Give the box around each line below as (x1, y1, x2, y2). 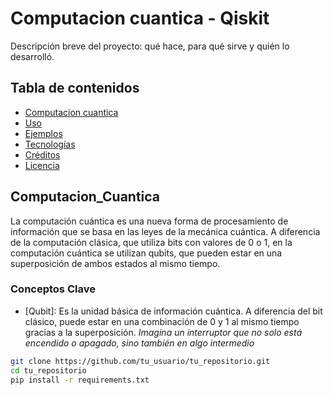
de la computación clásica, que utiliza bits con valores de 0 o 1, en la (10, 236, 293, 248)
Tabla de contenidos (10, 80, 140, 97)
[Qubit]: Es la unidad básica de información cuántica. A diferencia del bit (24, 305, 323, 317)
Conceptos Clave (10, 282, 96, 296)
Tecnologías (24, 138, 76, 150)
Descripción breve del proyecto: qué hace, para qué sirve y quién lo (10, 40, 290, 52)
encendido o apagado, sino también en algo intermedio (24, 337, 255, 349)
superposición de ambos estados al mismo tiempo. (10, 257, 221, 269)
